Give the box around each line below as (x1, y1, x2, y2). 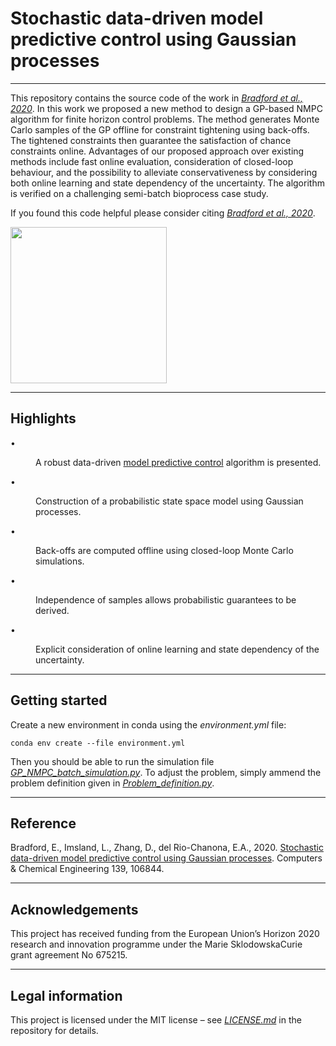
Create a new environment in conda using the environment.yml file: (10, 718, 287, 731)
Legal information (10, 987, 123, 1004)
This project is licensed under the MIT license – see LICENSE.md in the (10, 1014, 302, 1026)
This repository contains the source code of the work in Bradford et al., (10, 92, 304, 104)
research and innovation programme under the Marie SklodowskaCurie (10, 938, 303, 951)
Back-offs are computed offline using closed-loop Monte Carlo (35, 544, 294, 556)
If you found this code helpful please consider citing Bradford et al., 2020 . (10, 207, 316, 219)
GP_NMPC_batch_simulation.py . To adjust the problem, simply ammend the (10, 766, 322, 778)
